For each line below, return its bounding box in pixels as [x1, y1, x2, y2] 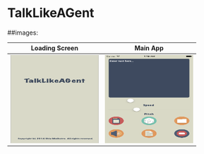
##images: [7, 28, 39, 37]
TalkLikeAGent [7, 5, 95, 21]
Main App [134, 44, 164, 52]
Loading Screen [30, 44, 79, 52]
